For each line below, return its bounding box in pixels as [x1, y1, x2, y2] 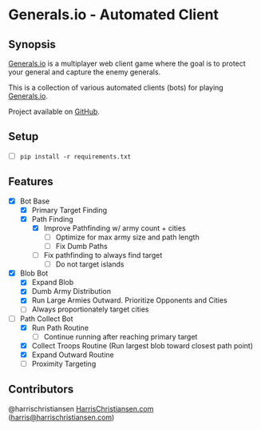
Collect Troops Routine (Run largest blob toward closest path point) [31, 340, 254, 350]
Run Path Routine [31, 323, 89, 332]
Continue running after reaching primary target [43, 332, 198, 341]
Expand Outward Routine [31, 350, 114, 360]
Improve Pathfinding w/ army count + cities [43, 223, 186, 233]
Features [8, 175, 53, 189]
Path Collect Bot [19, 314, 73, 324]
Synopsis [8, 38, 56, 51]
